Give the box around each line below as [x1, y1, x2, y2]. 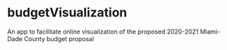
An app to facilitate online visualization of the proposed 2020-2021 [7, 27, 199, 36]
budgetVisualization [7, 5, 127, 21]
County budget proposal [24, 34, 94, 42]
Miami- [199, 27, 221, 36]
